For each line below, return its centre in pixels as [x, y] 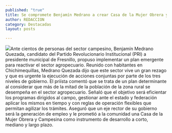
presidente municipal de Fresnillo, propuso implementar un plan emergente [84, 60]
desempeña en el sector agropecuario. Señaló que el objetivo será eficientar [86, 92]
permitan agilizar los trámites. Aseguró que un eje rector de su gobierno [81, 108]
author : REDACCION [25, 19]
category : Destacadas [28, 24]
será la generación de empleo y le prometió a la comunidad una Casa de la [84, 114]
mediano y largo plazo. [29, 125]
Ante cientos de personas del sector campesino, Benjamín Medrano [82, 49]
